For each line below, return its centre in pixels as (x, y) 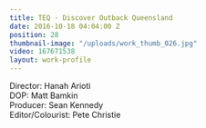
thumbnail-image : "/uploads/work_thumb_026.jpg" (103, 43)
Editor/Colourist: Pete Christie (65, 115)
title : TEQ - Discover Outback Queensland (91, 18)
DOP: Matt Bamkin (44, 95)
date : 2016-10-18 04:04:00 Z (65, 26)
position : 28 (34, 34)
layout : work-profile (51, 60)
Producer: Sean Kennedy (57, 105)
